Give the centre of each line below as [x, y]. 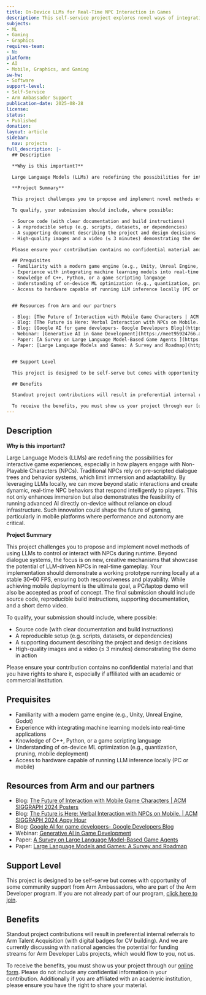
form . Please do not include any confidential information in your [87, 972]
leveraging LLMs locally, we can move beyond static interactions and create [102, 483]
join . [12, 900]
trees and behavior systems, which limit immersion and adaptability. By [96, 477]
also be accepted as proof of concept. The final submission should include [101, 592]
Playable [17, 470]
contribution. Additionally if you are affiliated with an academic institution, [99, 979]
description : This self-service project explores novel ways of [90, 18]
